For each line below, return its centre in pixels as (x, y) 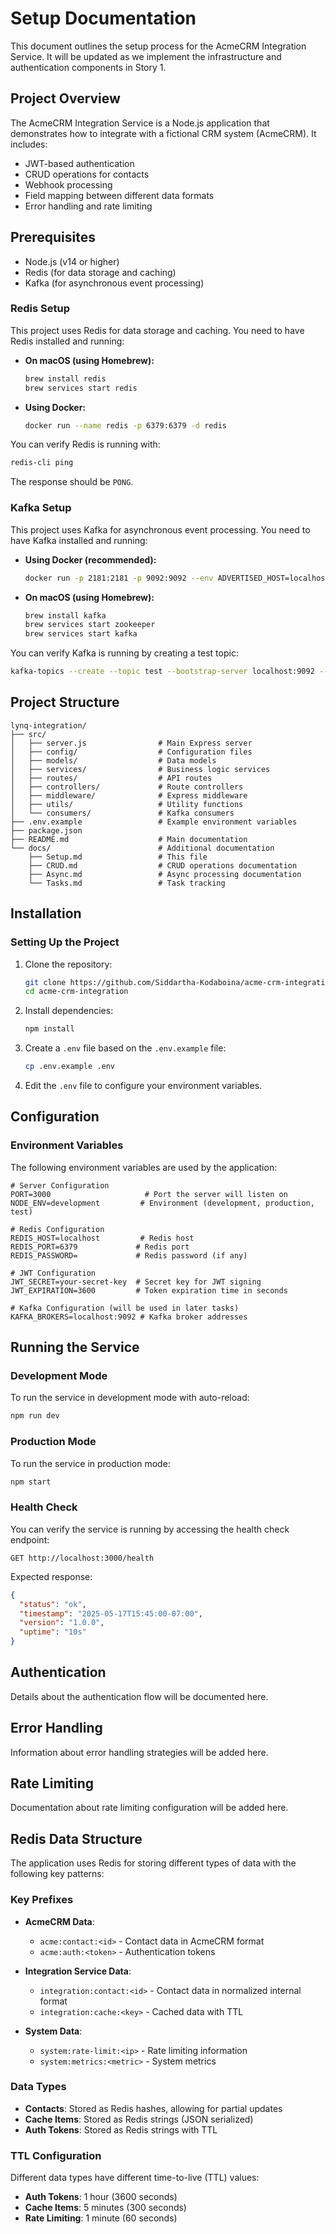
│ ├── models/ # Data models (113, 760)
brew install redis (65, 378)
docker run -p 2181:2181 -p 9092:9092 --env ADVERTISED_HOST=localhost (177, 578)
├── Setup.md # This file (118, 857)
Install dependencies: (69, 1011)
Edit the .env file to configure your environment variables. (143, 1086)
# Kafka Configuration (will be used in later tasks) (125, 1308)
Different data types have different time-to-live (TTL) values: (135, 2178)
